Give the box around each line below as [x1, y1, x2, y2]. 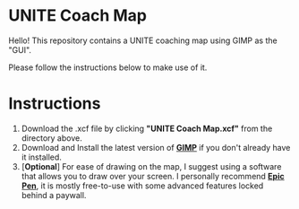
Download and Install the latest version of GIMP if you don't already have [21, 142, 291, 152]
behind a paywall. [21, 189, 87, 200]
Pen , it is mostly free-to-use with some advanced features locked [21, 180, 264, 191]
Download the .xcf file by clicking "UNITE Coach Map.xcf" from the [21, 123, 273, 134]
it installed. [21, 152, 62, 162]
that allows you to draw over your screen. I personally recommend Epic [21, 170, 285, 181]
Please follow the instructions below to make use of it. [8, 62, 208, 73]
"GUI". [8, 44, 32, 55]
